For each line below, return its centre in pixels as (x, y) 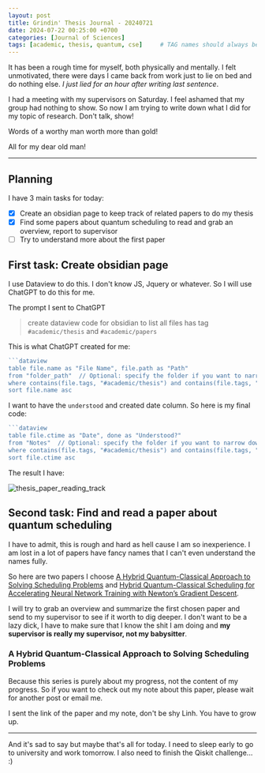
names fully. (28, 561)
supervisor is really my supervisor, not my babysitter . (98, 633)
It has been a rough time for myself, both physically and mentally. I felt (122, 67)
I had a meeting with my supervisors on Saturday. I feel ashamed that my (126, 99)
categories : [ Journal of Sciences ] (67, 38)
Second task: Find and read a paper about (113, 513)
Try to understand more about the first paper (92, 240)
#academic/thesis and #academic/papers (92, 331)
